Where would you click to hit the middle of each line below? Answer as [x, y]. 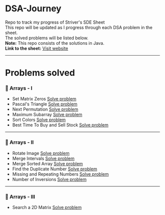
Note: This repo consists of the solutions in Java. [55, 43]
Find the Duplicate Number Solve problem [55, 169]
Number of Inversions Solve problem [49, 179]
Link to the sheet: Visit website [37, 48]
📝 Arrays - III [20, 196]
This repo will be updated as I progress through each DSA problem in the [79, 27]
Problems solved [40, 73]
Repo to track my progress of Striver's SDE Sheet [55, 22]
